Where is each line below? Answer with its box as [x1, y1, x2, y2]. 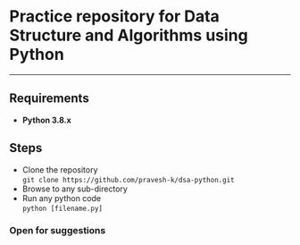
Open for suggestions [9, 224, 106, 237]
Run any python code [21, 192, 101, 203]
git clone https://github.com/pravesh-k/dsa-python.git [21, 175, 235, 184]
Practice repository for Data [9, 6, 221, 27]
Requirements [9, 91, 89, 106]
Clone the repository [21, 164, 98, 175]
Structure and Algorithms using [9, 25, 248, 46]
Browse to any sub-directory [21, 183, 128, 194]
